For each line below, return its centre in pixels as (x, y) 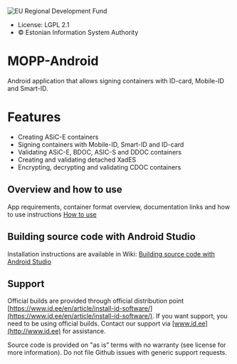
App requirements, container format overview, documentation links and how (118, 207)
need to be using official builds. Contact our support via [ (91, 323)
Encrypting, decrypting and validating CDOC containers (99, 167)
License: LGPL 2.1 (43, 25)
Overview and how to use (65, 190)
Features (34, 117)
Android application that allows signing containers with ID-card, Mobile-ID (116, 80)
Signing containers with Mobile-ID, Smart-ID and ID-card (101, 144)
